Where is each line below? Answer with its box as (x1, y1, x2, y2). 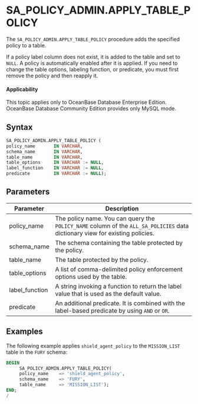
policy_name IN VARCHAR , (6, 143, 83, 149)
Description (105, 204, 139, 212)
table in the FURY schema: (6, 349, 68, 356)
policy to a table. (6, 42, 47, 49)
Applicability (6, 86, 38, 93)
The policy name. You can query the (55, 214, 155, 222)
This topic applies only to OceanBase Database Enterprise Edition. (6, 98, 167, 106)
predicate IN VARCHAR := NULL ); (6, 170, 107, 177)
